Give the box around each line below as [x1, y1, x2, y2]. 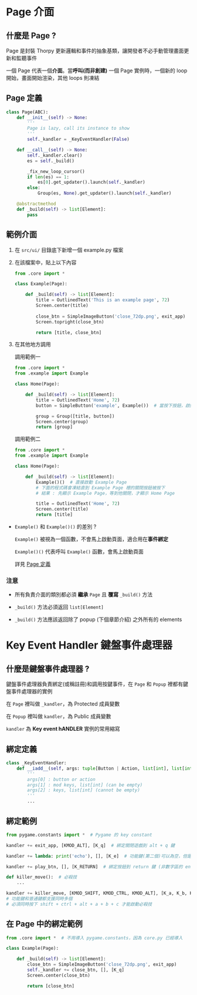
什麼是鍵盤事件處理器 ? [6, 664, 90, 674]
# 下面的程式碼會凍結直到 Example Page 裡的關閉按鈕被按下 [36, 485, 165, 491]
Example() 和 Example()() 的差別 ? [14, 523, 97, 530]
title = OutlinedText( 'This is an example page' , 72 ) [36, 297, 170, 303]
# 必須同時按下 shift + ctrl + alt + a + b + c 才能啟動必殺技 [6, 901, 152, 907]
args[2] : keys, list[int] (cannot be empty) [27, 787, 141, 793]
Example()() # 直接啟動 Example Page [36, 479, 127, 485]
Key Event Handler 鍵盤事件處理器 [6, 639, 173, 652]
